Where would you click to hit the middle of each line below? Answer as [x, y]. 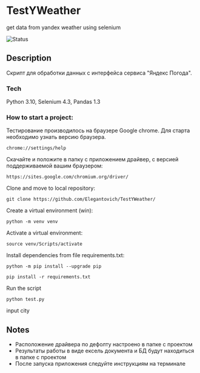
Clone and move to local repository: [51, 188]
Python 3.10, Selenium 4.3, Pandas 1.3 [53, 102]
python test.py [25, 300]
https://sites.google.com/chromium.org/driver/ [68, 177]
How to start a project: [40, 117]
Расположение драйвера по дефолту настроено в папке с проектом [104, 344]
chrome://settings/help [36, 148]
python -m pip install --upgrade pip [54, 267]
